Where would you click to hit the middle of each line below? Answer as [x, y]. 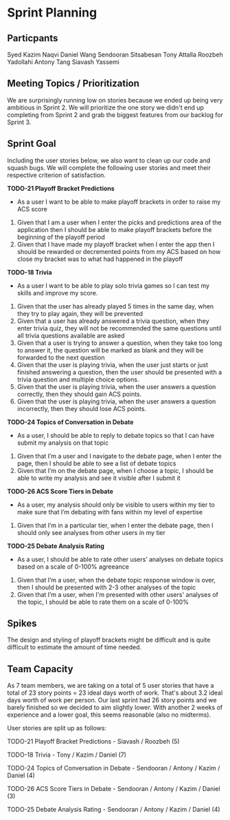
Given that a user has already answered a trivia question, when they [113, 321]
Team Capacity [40, 669]
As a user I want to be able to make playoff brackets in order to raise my [119, 202]
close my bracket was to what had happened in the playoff [100, 259]
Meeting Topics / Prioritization [73, 84]
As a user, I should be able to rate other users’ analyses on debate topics [120, 559]
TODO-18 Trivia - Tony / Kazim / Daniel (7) [67, 755]
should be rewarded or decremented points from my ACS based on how [119, 251]
